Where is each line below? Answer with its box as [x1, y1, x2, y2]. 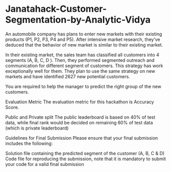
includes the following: [5, 140, 53, 146]
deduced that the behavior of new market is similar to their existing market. [5, 41, 163, 48]
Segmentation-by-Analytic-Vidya [5, 14, 151, 26]
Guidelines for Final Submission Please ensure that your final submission [5, 135, 158, 141]
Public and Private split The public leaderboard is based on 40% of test [5, 114, 156, 120]
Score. [5, 104, 19, 110]
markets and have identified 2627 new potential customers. [5, 73, 130, 79]
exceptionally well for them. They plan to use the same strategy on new [5, 68, 156, 74]
